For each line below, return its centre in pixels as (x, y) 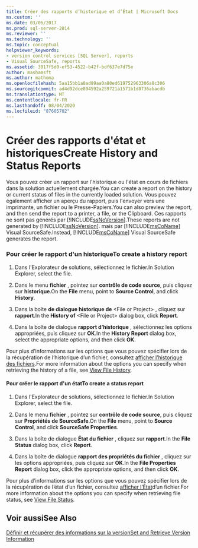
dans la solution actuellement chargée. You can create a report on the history (99, 188)
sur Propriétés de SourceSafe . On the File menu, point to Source (93, 421)
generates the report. (32, 239)
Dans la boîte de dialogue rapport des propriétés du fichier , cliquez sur (103, 456)
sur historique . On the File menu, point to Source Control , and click (96, 291)
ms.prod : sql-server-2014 (38, 28)
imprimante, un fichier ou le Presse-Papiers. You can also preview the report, (99, 207)
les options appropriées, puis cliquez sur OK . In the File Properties (95, 463)
